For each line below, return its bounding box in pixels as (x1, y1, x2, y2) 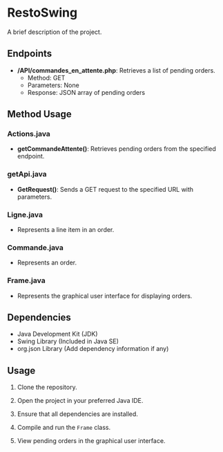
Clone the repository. (17, 383, 77, 392)
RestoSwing (7, 5, 78, 21)
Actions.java (7, 129, 50, 139)
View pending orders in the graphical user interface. (17, 437, 166, 445)
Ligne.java (7, 210, 43, 219)
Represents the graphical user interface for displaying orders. (17, 291, 193, 300)
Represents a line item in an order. (17, 226, 115, 234)
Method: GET (27, 73, 66, 82)
